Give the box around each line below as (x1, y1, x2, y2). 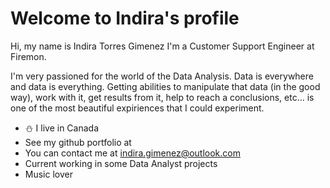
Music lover (24, 168, 73, 180)
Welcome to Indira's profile (10, 7, 240, 30)
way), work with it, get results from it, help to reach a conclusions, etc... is (10, 91, 315, 103)
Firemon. (10, 50, 47, 62)
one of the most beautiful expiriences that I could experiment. (10, 102, 265, 114)
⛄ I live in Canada (24, 122, 99, 134)
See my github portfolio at (24, 136, 132, 148)
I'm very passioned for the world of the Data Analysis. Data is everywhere (10, 70, 314, 82)
